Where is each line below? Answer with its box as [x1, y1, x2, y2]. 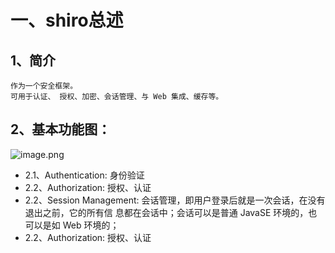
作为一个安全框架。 [10, 81, 78, 91]
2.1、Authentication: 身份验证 [24, 169, 145, 181]
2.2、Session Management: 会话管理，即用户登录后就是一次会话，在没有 [24, 194, 326, 206]
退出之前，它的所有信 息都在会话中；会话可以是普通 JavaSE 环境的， [24, 206, 309, 218]
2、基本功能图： [10, 121, 112, 138]
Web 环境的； [62, 219, 120, 231]
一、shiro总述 [10, 9, 124, 32]
